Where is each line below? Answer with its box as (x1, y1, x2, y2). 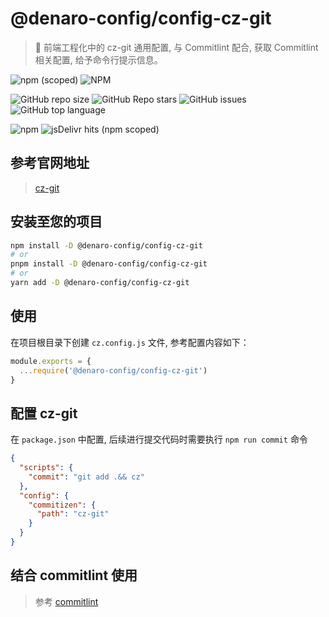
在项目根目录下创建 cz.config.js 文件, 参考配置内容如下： (10, 336, 250, 348)
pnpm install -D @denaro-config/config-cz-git (10, 259, 208, 269)
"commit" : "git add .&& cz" (28, 472, 145, 482)
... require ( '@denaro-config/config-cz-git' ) (19, 365, 208, 376)
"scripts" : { (19, 463, 74, 473)
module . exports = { (10, 356, 92, 366)
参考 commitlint (34, 595, 99, 607)
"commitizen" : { (28, 500, 97, 510)
